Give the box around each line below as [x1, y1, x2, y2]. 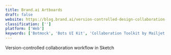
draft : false [5, 12, 33, 17]
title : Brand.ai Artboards [5, 7, 63, 13]
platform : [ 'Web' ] [5, 26, 44, 31]
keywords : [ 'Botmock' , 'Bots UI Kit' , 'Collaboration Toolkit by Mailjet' [5, 31, 167, 36]
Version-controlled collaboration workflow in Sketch [5, 45, 115, 50]
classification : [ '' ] [5, 21, 51, 27]
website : [5, 17, 24, 22]
